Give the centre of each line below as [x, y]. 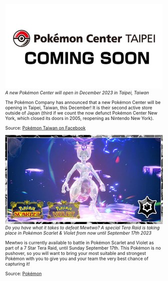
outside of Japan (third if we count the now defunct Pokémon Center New [81, 113]
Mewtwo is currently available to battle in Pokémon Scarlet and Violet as [79, 243]
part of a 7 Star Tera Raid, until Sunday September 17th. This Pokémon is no [83, 248]
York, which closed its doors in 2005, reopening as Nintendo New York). [79, 118]
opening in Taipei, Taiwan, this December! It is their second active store [79, 108]
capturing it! [18, 264]
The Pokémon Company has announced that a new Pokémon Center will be [83, 102]
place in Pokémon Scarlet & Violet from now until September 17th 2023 [78, 233]
